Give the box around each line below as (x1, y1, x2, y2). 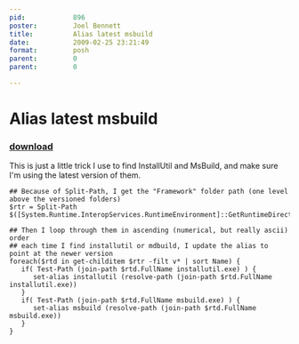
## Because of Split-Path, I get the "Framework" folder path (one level (9, 188, 289, 196)
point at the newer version (9, 250, 114, 259)
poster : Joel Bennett (9, 21, 122, 30)
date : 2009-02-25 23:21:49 (9, 37, 149, 47)
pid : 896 (9, 12, 86, 22)
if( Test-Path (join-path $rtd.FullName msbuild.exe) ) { (20, 296, 241, 305)
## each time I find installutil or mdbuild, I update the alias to (9, 242, 269, 251)
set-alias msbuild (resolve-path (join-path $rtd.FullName (32, 304, 256, 313)
